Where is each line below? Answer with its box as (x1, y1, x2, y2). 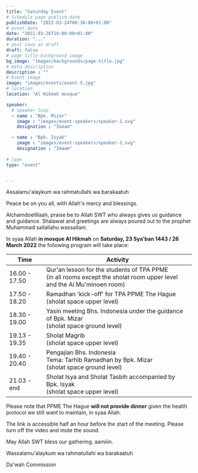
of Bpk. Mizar (46, 315, 84, 323)
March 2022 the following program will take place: (6, 242, 129, 249)
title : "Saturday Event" (6, 8, 67, 15)
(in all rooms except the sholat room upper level (46, 273, 178, 281)
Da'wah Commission (6, 461, 57, 468)
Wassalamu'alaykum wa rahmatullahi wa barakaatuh (6, 450, 133, 457)
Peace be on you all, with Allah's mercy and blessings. (6, 200, 138, 207)
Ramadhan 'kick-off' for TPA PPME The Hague (46, 290, 176, 299)
